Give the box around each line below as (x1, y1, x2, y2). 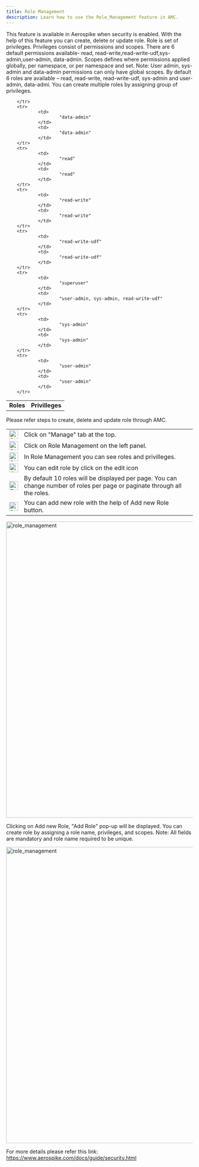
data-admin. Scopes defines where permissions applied (53, 56, 190, 63)
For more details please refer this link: (6, 1147, 98, 1155)
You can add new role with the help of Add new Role (24, 498, 169, 506)
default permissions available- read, (6, 49, 94, 56)
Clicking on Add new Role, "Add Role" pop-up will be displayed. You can (6, 822, 182, 829)
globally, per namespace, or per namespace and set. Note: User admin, (6, 62, 181, 69)
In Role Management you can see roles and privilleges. (24, 453, 176, 461)
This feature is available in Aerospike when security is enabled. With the (6, 30, 182, 37)
